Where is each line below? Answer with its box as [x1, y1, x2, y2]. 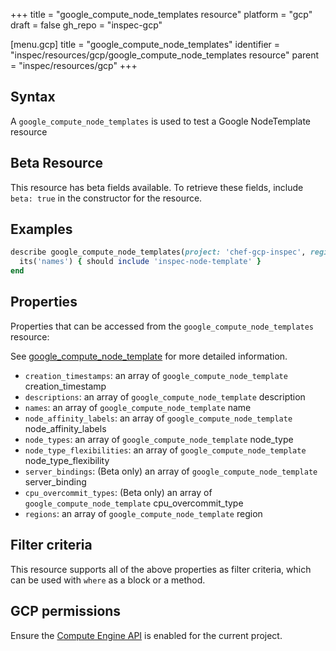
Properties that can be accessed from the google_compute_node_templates [10, 320, 315, 332]
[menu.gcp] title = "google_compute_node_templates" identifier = [10, 39, 281, 50]
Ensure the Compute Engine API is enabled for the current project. [10, 629, 283, 641]
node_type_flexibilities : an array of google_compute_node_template [24, 444, 307, 456]
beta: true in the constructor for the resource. [10, 192, 203, 204]
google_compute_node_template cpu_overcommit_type [24, 497, 244, 509]
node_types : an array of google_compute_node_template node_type [24, 433, 294, 445]
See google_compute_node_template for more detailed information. [10, 350, 288, 362]
